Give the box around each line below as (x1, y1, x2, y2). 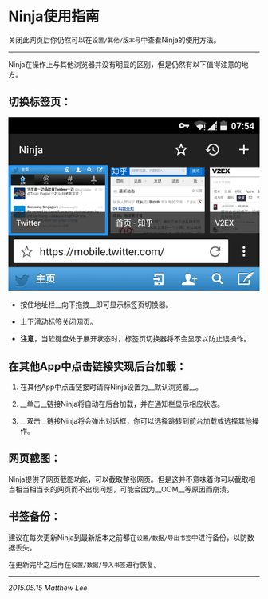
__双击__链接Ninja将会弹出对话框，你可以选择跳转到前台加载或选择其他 (19, 416, 253, 426)
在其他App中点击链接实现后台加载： (8, 360, 187, 373)
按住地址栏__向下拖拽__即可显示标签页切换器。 (19, 300, 173, 309)
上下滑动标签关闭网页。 (19, 317, 97, 327)
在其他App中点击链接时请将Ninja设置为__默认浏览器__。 (19, 382, 203, 392)
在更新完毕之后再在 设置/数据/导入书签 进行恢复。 (8, 559, 161, 569)
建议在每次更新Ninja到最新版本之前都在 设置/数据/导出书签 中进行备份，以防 (8, 532, 247, 542)
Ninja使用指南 (8, 7, 100, 26)
